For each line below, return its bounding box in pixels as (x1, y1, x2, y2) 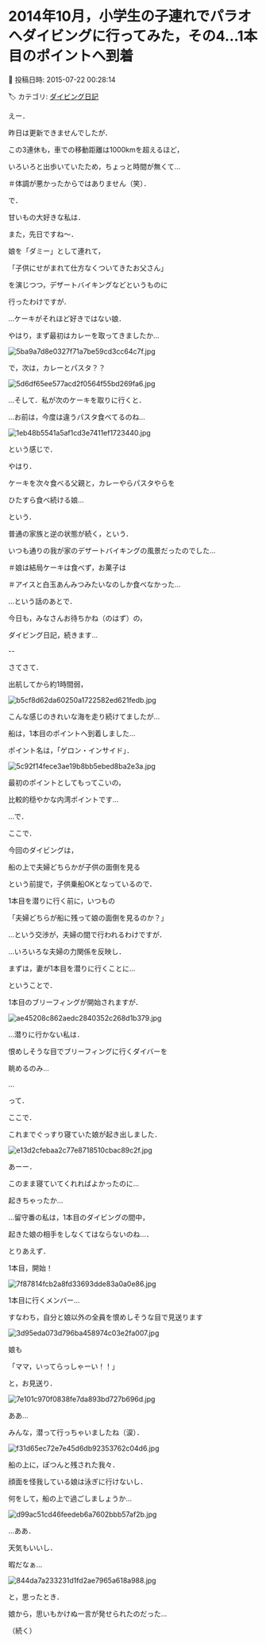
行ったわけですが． (8, 296, 71, 306)
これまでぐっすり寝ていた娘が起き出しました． (8, 1130, 162, 1139)
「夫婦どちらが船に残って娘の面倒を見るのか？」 (8, 913, 168, 922)
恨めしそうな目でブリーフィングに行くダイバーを (8, 1046, 168, 1056)
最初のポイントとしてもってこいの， (8, 777, 125, 787)
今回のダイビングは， (8, 845, 78, 854)
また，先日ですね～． (8, 229, 78, 238)
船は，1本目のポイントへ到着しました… (8, 728, 136, 738)
